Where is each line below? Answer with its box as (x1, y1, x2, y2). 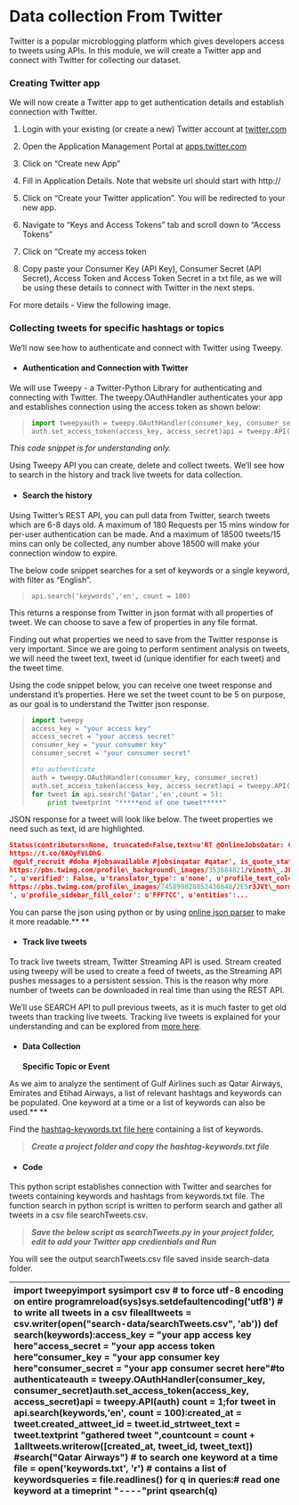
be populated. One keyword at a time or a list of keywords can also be (9, 1097, 265, 1108)
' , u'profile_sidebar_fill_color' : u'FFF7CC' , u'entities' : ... (9, 891, 249, 899)
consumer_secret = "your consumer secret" (30, 749, 191, 758)
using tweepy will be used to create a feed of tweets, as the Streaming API (9, 965, 283, 976)
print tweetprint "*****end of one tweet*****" (47, 798, 227, 807)
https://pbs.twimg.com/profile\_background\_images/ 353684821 (9, 866, 245, 875)
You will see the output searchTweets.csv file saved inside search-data (9, 1254, 270, 1265)
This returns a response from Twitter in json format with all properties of (9, 607, 274, 618)
